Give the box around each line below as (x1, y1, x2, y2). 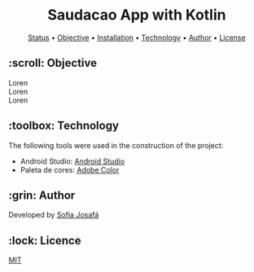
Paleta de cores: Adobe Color (20, 165, 120, 174)
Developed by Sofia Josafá (8, 210, 99, 220)
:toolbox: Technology (8, 119, 120, 133)
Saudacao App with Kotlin (47, 6, 226, 24)
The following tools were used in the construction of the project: (8, 140, 224, 150)
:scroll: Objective (8, 56, 98, 70)
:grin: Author (8, 188, 76, 202)
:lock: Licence (8, 234, 81, 248)
